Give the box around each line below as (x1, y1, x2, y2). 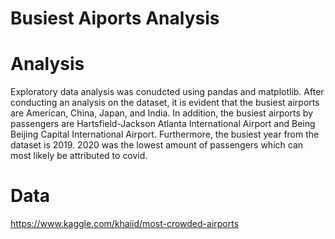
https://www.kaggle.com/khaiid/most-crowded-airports (10, 218, 240, 230)
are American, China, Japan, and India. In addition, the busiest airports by (10, 107, 314, 119)
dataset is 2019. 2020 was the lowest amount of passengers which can (10, 139, 304, 151)
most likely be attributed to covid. (10, 150, 148, 162)
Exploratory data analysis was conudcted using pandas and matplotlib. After (10, 86, 325, 98)
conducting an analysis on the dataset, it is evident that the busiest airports (10, 97, 320, 109)
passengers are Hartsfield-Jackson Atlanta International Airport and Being (10, 118, 316, 130)
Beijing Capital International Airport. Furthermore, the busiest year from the (10, 128, 320, 141)
